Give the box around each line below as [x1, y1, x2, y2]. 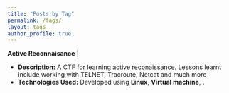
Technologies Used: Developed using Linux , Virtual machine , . [17, 78, 205, 87]
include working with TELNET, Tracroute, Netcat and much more [17, 70, 207, 79]
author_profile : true [7, 30, 72, 37]
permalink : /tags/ [7, 17, 62, 24]
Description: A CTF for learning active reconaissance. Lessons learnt [17, 63, 222, 71]
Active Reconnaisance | [7, 49, 80, 58]
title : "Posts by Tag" [7, 10, 75, 18]
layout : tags [7, 23, 46, 30]
